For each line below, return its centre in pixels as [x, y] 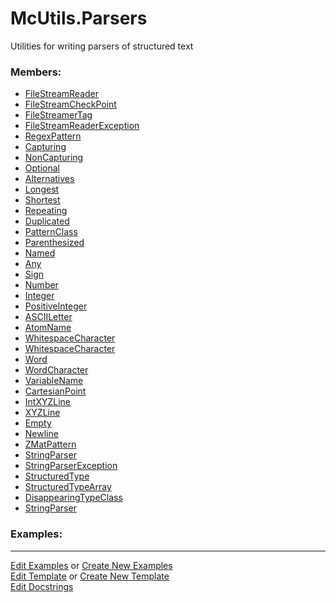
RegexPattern [53, 136]
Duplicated [47, 221]
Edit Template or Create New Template [90, 576]
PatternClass [51, 232]
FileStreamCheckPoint [70, 104]
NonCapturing [54, 158]
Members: [36, 72]
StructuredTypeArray [68, 487]
